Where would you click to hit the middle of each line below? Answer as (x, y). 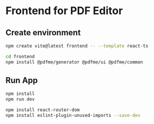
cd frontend (20, 56)
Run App (22, 81)
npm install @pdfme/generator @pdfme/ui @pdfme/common (74, 62)
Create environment (43, 33)
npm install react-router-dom (43, 110)
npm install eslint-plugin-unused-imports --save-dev (73, 116)
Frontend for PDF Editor (64, 11)
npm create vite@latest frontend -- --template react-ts (77, 46)
